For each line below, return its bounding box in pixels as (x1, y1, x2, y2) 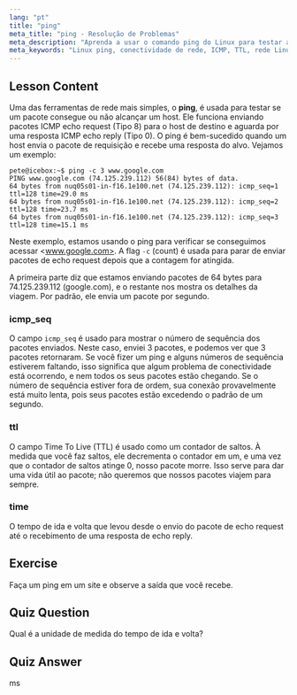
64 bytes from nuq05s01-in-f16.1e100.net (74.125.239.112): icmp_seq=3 (9, 212, 278, 221)
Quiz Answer (9, 654, 82, 669)
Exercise (9, 556, 58, 571)
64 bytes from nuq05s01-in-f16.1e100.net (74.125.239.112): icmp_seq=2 (9, 197, 278, 206)
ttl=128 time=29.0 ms (9, 189, 89, 198)
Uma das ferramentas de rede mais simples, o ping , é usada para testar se (9, 102, 281, 112)
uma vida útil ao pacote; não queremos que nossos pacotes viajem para (9, 469, 271, 480)
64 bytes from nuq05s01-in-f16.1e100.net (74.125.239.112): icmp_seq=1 (9, 181, 278, 190)
